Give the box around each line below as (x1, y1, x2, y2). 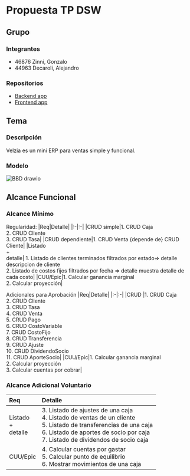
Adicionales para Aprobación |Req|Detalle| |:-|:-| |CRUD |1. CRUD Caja (6, 291, 177, 298)
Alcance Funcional (6, 192, 76, 202)
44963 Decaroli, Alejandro (14, 64, 80, 71)
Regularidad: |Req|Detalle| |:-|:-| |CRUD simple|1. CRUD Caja (6, 223, 153, 230)
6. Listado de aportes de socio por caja (41, 428, 150, 436)
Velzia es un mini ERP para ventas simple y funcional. (6, 147, 136, 154)
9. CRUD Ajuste (6, 341, 44, 348)
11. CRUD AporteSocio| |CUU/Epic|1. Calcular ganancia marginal (6, 353, 161, 360)
